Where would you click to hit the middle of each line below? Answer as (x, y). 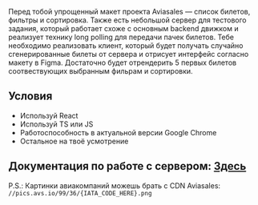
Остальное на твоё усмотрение (74, 141)
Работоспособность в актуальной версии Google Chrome (118, 132)
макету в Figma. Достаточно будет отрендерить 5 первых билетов (123, 62)
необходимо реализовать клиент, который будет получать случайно (126, 46)
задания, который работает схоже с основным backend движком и (123, 28)
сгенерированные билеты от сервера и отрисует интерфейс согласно (129, 54)
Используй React (49, 115)
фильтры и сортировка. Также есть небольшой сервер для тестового (127, 20)
